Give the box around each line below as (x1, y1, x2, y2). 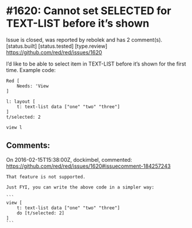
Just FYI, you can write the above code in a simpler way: (6, 184, 155, 190)
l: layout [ (6, 99, 35, 105)
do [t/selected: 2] (17, 210, 65, 216)
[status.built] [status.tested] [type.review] (6, 43, 108, 50)
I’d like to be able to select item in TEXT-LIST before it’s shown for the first (6, 60, 186, 67)
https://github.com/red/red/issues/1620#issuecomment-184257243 (6, 162, 171, 170)
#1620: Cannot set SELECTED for (6, 4, 171, 18)
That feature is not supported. (6, 174, 86, 180)
